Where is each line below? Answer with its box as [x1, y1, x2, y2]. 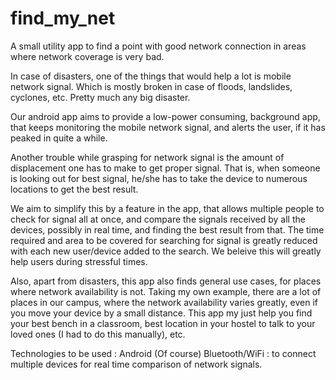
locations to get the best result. [10, 183, 139, 195]
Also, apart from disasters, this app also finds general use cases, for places [10, 275, 322, 287]
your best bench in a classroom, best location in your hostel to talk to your [10, 317, 316, 329]
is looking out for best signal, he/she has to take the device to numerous [10, 172, 308, 184]
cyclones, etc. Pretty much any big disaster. [10, 91, 191, 103]
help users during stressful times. [10, 255, 148, 267]
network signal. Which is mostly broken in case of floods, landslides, [10, 80, 293, 92]
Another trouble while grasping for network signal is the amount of [10, 151, 285, 163]
